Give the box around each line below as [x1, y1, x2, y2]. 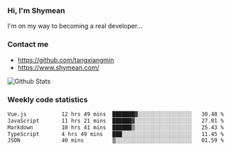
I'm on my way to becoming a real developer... [7, 22, 143, 30]
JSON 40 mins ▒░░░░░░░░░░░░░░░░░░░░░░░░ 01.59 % [7, 137, 224, 144]
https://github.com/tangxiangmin [17, 55, 114, 64]
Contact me [7, 40, 49, 50]
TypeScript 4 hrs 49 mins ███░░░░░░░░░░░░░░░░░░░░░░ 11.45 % [7, 130, 224, 138]
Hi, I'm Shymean [7, 6, 65, 16]
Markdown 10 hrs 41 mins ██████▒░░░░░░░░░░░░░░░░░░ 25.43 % [7, 123, 224, 131]
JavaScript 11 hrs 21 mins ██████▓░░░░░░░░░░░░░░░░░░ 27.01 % [7, 117, 224, 124]
